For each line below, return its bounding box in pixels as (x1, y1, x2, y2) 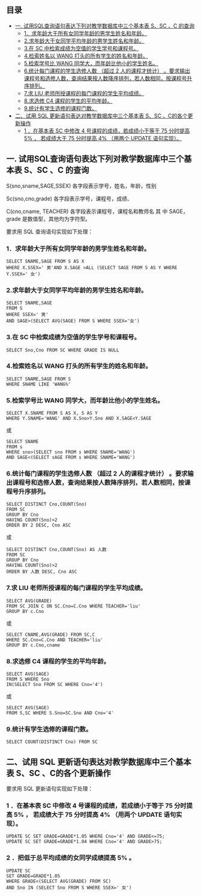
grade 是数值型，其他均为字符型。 (6, 215, 91, 223)
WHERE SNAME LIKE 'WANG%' (6, 381, 71, 387)
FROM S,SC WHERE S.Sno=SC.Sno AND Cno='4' (6, 710, 114, 716)
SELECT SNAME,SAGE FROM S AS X (6, 258, 85, 264)
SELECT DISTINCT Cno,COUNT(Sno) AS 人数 (6, 547, 107, 553)
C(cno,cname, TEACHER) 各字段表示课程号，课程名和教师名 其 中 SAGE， (6, 208, 188, 215)
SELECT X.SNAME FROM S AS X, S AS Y (6, 410, 98, 416)
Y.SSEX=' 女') (6, 271, 41, 277)
